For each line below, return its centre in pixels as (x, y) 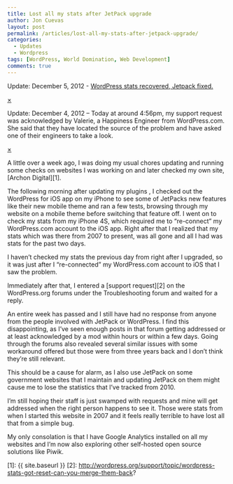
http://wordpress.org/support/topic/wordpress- (147, 465)
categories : (24, 40)
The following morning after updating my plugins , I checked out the (105, 191)
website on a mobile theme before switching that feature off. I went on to (112, 213)
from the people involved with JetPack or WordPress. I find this (98, 321)
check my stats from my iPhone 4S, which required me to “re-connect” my (115, 221)
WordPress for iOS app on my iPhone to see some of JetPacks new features (117, 199)
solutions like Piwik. (36, 451)
